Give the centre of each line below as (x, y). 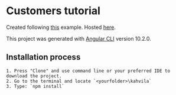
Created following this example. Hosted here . (61, 27)
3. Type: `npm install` (35, 86)
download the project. (34, 76)
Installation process (43, 57)
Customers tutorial (53, 11)
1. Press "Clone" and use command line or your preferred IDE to (88, 71)
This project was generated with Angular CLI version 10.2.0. (79, 38)
